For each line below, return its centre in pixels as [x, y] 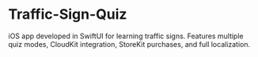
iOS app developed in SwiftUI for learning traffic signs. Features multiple [126, 36]
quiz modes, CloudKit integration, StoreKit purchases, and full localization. [129, 44]
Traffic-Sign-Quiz [68, 14]
